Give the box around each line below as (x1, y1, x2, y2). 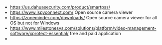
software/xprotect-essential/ (9, 31, 69, 36)
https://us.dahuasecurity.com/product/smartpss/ (9, 4, 111, 10)
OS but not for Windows (9, 20, 60, 26)
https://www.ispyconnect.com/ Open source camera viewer (9, 9, 133, 15)
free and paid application (69, 31, 121, 36)
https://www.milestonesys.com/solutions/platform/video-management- (9, 25, 157, 31)
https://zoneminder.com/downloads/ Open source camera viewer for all (9, 15, 157, 20)
